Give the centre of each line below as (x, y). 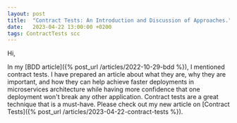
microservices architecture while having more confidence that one (104, 89)
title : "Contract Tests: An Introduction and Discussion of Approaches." (120, 20)
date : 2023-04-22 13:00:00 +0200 (60, 27)
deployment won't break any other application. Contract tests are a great (113, 97)
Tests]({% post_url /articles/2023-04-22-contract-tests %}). (95, 112)
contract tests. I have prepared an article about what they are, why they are (117, 75)
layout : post (26, 14)
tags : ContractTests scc (44, 33)
